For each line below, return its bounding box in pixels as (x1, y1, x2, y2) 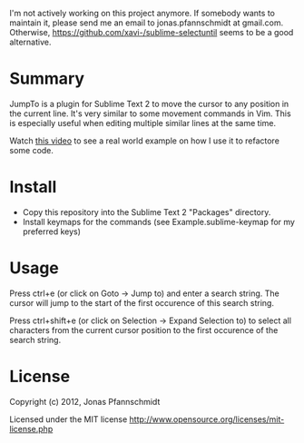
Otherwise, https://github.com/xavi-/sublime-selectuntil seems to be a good (9, 27, 294, 37)
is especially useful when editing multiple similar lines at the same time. (9, 117, 277, 128)
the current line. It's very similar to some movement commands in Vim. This (9, 108, 292, 119)
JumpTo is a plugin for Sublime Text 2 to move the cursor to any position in (9, 98, 289, 109)
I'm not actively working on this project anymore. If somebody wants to (9, 8, 275, 18)
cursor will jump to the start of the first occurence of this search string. (9, 297, 275, 308)
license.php (9, 423, 54, 434)
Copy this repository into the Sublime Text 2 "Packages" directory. (22, 206, 271, 217)
